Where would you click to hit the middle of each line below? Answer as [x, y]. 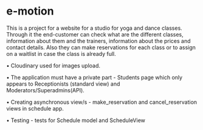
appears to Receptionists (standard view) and [63, 84]
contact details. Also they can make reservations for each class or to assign [101, 47]
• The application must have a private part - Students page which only [95, 77]
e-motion [30, 11]
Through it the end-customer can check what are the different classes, [95, 34]
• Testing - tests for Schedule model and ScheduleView [76, 120]
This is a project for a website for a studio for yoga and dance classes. [94, 28]
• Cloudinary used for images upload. [53, 66]
